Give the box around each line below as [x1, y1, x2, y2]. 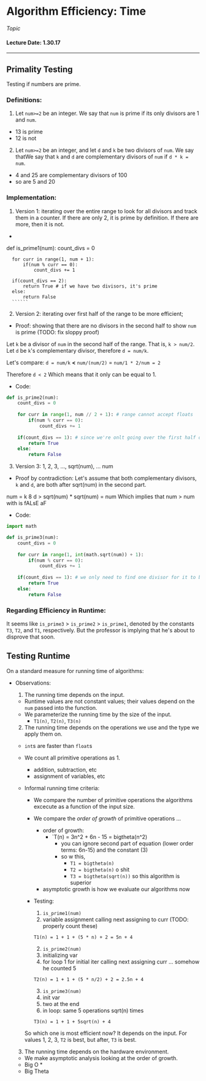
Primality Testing [6, 64, 73, 74]
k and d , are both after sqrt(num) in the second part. [15, 481, 147, 489]
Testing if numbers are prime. [6, 80, 81, 87]
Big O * [24, 1061, 43, 1068]
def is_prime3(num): [6, 535, 59, 541]
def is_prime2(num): [6, 395, 59, 401]
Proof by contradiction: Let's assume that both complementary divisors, [15, 474, 197, 482]
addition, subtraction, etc [33, 766, 97, 773]
